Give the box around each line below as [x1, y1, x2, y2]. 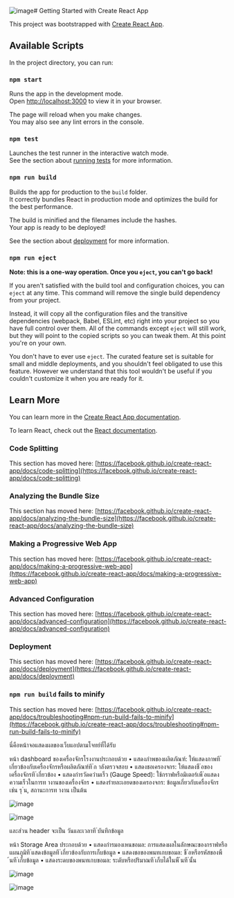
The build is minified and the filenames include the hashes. [9, 215, 177, 224]
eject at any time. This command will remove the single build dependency [9, 289, 221, 297]
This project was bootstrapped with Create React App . [9, 20, 165, 28]
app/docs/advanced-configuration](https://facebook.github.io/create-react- [9, 617, 227, 625]
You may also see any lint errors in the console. [9, 118, 144, 126]
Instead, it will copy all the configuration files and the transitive [9, 309, 188, 318]
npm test [9, 135, 39, 143]
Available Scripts [9, 40, 84, 52]
